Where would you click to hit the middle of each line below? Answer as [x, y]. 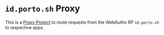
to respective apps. [25, 27]
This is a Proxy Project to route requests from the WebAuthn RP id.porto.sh [82, 22]
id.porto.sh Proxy [43, 9]
